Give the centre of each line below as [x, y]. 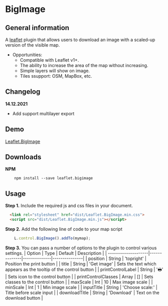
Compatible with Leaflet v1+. [49, 60]
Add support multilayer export [43, 113]
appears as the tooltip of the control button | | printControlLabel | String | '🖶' [84, 269]
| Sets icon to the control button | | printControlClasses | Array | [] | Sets [79, 276]
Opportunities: [27, 55]
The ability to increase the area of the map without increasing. [84, 65]
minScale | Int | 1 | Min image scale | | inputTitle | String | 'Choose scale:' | [81, 287]
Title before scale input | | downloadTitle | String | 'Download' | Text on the [82, 292]
